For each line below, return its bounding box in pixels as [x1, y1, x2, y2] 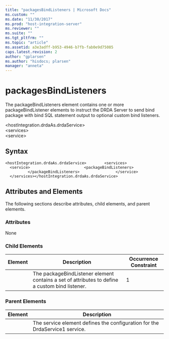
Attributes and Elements [5, 187, 83, 196]
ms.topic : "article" [5, 40, 49, 45]
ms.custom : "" [5, 12, 35, 17]
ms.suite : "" [5, 31, 33, 36]
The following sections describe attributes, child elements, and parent [5, 200, 150, 206]
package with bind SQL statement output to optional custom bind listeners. [5, 112, 160, 119]
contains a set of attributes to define [32, 277, 119, 284]
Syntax [5, 147, 28, 156]
